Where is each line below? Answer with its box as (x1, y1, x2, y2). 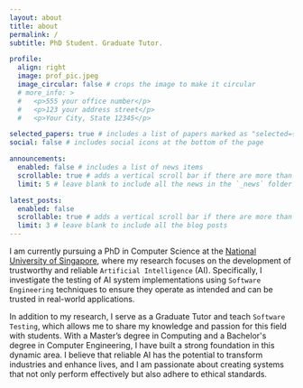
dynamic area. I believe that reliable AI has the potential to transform (9, 349, 263, 360)
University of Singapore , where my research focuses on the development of (9, 255, 291, 266)
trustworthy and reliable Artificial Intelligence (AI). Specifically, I (9, 265, 263, 275)
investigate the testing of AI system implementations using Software (9, 274, 262, 285)
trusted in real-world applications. (9, 294, 135, 304)
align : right (17, 63, 67, 72)
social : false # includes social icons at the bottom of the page (9, 138, 264, 147)
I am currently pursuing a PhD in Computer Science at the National (9, 245, 257, 256)
